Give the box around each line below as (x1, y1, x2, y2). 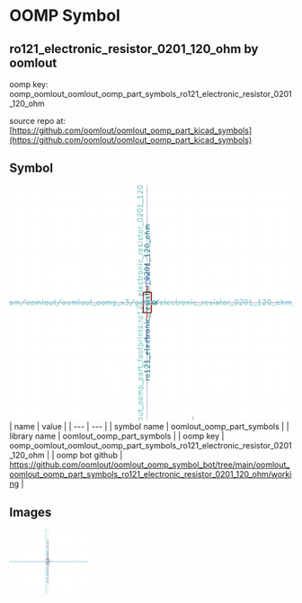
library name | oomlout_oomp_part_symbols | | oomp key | (9, 430, 225, 441)
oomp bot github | (56, 450, 123, 461)
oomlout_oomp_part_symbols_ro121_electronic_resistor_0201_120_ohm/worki (9, 469, 292, 480)
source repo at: (9, 116, 66, 126)
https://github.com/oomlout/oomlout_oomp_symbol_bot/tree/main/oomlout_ (9, 459, 290, 470)
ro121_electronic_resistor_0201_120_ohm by (9, 41, 259, 57)
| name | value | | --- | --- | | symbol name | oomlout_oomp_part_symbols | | (9, 421, 289, 432)
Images (9, 504, 52, 519)
